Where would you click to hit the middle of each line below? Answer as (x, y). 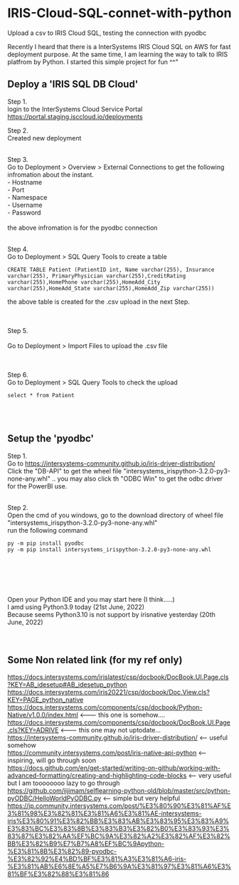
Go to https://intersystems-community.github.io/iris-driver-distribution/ (111, 463)
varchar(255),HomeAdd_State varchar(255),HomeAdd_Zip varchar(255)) (111, 288)
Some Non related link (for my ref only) (95, 660)
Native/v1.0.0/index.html (43, 715)
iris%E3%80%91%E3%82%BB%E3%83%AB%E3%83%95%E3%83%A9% (118, 821)
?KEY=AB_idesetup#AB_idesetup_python (67, 685)
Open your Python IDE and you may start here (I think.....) (91, 600)
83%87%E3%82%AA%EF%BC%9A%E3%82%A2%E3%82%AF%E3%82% (119, 837)
